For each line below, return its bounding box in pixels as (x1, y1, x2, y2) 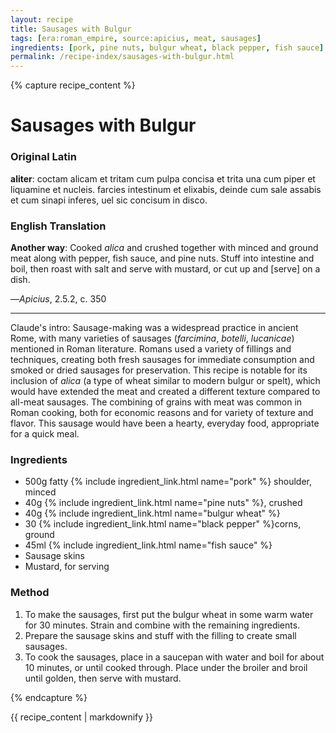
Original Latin (10, 150, 77, 164)
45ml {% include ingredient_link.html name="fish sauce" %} (24, 539, 273, 551)
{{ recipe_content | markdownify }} (10, 711, 153, 723)
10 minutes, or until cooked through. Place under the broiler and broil (24, 661, 308, 673)
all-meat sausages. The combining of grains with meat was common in (10, 396, 303, 408)
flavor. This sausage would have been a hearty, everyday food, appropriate (10, 417, 320, 429)
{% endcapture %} (10, 691, 88, 703)
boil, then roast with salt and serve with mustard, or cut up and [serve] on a (10, 262, 321, 275)
